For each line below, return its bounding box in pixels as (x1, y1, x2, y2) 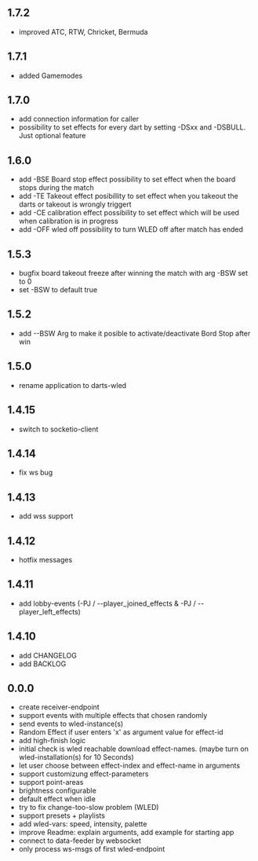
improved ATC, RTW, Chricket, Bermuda (18, 27, 148, 36)
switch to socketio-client (18, 424, 99, 434)
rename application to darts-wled (18, 380, 127, 390)
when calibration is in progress (18, 216, 118, 226)
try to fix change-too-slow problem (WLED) (18, 803, 159, 812)
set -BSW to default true (18, 285, 98, 295)
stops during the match (18, 183, 95, 192)
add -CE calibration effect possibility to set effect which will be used (18, 208, 240, 218)
